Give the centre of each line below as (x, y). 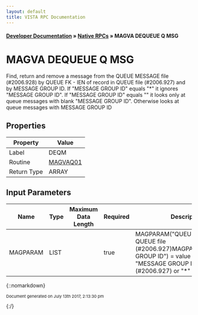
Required (116, 216)
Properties (26, 126)
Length (84, 224)
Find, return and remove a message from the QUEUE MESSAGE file (88, 76)
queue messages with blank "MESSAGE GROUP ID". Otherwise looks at (93, 101)
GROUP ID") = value (163, 256)
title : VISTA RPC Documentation (46, 17)
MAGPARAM (26, 252)
